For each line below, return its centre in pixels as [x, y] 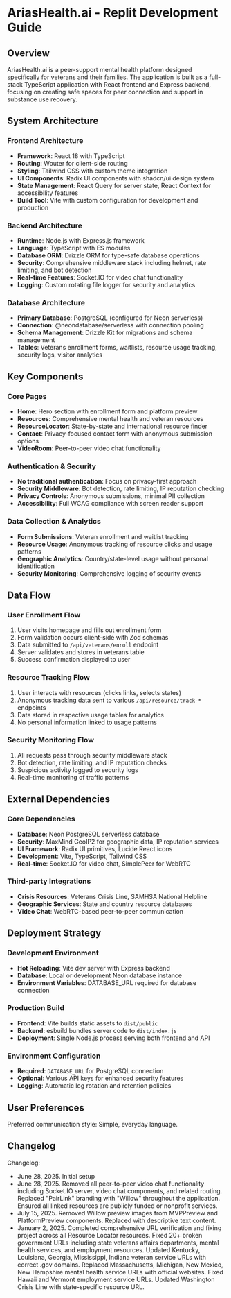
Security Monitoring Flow [51, 740]
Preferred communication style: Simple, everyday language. [92, 1124]
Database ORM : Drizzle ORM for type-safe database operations [108, 255]
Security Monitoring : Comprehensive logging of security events [109, 573]
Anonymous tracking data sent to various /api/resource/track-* [109, 700]
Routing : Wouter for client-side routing [72, 163]
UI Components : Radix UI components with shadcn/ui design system [115, 178]
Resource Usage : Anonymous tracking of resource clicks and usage [114, 544]
